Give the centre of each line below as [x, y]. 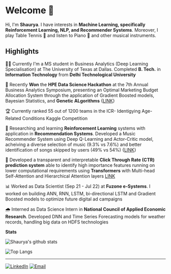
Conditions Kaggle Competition [55, 118]
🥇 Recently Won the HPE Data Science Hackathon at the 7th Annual [77, 84]
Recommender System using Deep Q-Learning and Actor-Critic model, [79, 139]
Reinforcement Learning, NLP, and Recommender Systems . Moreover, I [82, 30]
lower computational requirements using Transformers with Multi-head [80, 170]
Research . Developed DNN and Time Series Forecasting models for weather [85, 216]
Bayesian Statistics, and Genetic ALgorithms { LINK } [60, 101]
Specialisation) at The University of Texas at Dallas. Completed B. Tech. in [83, 69]
